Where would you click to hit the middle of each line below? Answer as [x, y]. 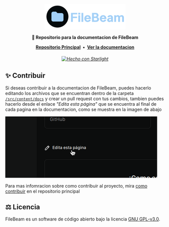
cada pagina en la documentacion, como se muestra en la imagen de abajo [83, 109]
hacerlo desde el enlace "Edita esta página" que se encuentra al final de [81, 104]
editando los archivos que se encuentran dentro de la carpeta [70, 93]
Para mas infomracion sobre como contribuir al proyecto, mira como [76, 186]
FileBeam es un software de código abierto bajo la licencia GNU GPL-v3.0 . [83, 219]
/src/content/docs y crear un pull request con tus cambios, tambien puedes [85, 99]
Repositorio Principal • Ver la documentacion [85, 47]
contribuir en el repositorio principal [43, 191]
